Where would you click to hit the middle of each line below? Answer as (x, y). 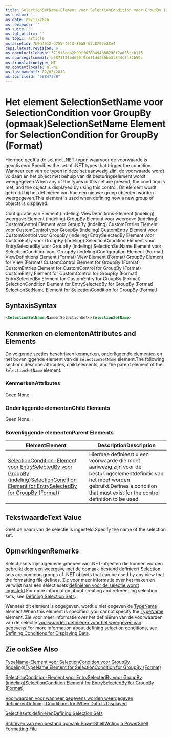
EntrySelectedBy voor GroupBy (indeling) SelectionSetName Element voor (83, 246)
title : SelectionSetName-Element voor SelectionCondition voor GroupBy (83, 10)
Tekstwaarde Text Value (44, 517)
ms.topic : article (25, 39)
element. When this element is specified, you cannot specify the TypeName (84, 611)
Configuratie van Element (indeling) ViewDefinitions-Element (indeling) (80, 213)
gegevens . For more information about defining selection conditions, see (81, 628)
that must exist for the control (124, 493)
